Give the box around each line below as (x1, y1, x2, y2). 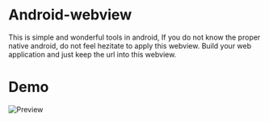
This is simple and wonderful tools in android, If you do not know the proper (8, 32, 261, 42)
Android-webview (8, 6, 132, 24)
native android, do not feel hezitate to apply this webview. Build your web (8, 40, 252, 50)
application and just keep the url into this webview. (8, 49, 177, 59)
